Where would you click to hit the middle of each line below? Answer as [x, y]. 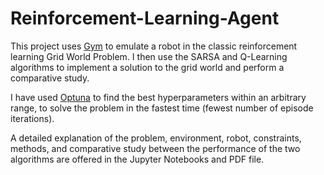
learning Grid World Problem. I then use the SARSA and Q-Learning [149, 56]
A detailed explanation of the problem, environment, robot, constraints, [156, 138]
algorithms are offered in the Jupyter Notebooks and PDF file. [137, 159]
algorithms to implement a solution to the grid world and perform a [147, 67]
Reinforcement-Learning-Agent [145, 18]
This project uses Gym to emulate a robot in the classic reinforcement [154, 46]
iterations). [32, 118]
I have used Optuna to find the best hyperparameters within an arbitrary [158, 97]
